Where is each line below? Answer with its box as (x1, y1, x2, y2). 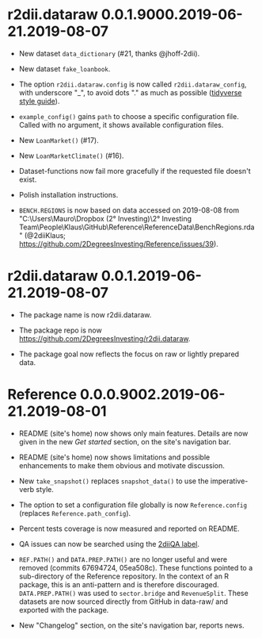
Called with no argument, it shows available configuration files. (18, 120, 224, 129)
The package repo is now (18, 325, 102, 335)
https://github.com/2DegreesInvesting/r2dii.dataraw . (18, 333, 191, 343)
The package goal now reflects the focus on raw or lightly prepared (18, 349, 239, 359)
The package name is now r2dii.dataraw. (18, 309, 152, 319)
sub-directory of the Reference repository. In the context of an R (18, 571, 230, 581)
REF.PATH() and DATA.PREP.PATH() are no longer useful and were (18, 554, 227, 564)
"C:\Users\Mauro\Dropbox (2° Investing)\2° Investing (18, 213, 192, 223)
